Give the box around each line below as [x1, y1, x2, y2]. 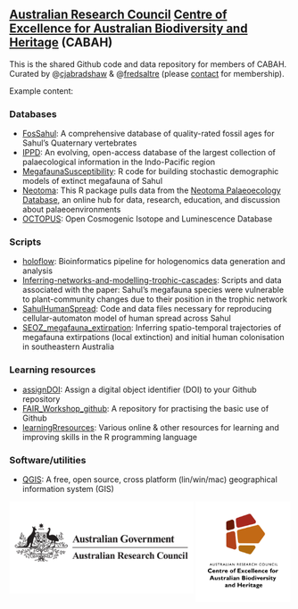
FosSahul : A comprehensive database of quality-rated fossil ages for [21, 129, 275, 139]
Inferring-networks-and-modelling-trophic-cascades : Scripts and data [21, 275, 283, 286]
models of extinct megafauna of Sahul [21, 176, 163, 187]
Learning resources [9, 363, 96, 376]
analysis [21, 265, 54, 276]
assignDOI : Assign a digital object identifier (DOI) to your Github [21, 384, 257, 395]
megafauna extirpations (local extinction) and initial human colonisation [21, 332, 285, 343]
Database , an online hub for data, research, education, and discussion [21, 195, 281, 205]
